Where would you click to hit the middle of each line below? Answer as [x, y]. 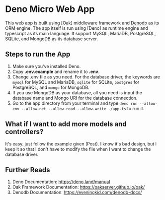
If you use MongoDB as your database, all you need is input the [77, 92]
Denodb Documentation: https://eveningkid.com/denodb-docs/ [77, 193]
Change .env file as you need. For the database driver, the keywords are [86, 77]
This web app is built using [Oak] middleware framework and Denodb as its [82, 23]
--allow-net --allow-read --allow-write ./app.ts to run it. [83, 108]
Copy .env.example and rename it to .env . [56, 71]
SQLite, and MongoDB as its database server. [52, 39]
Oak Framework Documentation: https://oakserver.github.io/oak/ [79, 187]
